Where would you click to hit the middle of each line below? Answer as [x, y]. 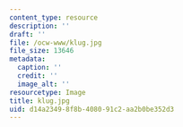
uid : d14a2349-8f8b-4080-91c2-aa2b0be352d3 [92, 109]
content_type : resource [54, 17]
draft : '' [28, 34]
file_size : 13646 [42, 51]
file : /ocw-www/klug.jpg [56, 42]
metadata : [28, 59]
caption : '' [40, 68]
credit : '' [38, 76]
